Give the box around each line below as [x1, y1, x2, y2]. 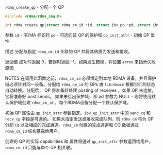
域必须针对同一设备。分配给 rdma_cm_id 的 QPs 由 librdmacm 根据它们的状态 [5, 81, 155, 87]
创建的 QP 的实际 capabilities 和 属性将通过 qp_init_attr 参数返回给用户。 [5, 138, 153, 144]
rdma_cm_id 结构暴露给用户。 [5, 128, 62, 134]
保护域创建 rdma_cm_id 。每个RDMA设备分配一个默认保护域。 [9, 99, 131, 105]
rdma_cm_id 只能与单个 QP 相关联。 [5, 144, 75, 150]
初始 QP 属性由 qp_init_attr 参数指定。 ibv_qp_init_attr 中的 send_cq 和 [5, 110, 151, 116]
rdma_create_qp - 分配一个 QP [5, 4, 65, 10]
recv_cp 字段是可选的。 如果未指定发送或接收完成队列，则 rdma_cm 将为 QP [5, 116, 154, 121]
